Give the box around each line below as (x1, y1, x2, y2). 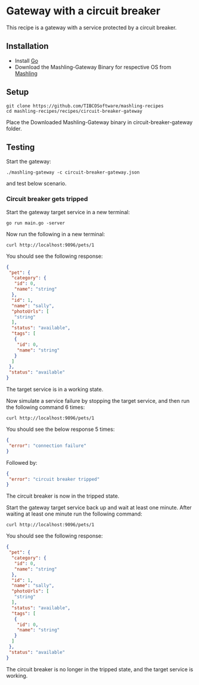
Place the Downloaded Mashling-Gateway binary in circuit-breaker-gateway (6, 118, 193, 126)
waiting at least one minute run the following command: (6, 510, 142, 517)
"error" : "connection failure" (8, 443, 86, 449)
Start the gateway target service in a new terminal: (6, 208, 130, 215)
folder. (6, 125, 22, 132)
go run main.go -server (6, 220, 66, 226)
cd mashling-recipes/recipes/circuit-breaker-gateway (6, 108, 143, 114)
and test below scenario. (6, 180, 67, 187)
